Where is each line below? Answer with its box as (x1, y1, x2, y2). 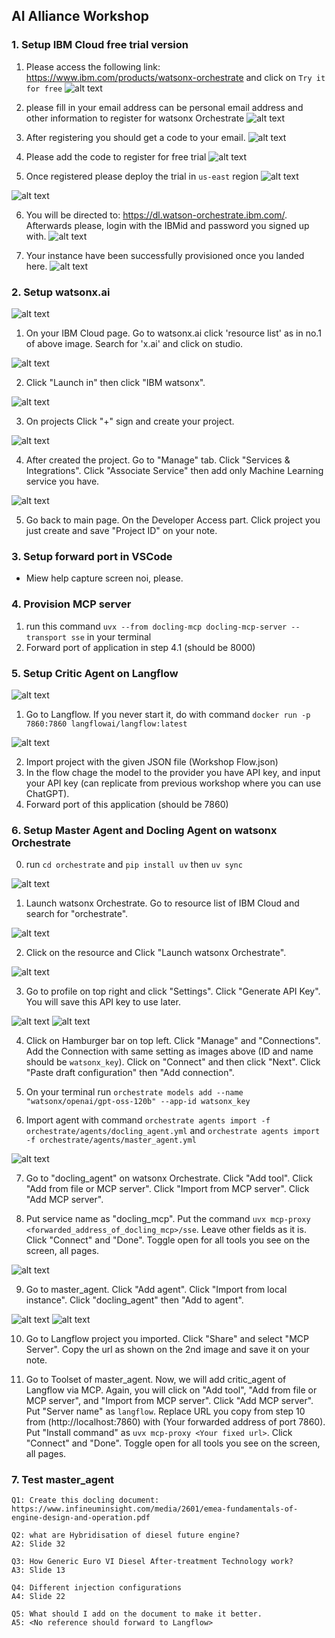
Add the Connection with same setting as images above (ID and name (25, 1045, 314, 1058)
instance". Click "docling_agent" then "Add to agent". (25, 1294, 244, 1306)
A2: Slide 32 (11, 1539, 66, 1549)
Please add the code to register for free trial (25, 150, 207, 163)
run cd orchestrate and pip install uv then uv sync (25, 859, 243, 871)
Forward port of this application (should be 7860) (25, 798, 229, 810)
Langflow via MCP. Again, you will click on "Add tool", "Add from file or (25, 1384, 318, 1396)
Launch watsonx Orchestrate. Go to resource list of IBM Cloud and (25, 897, 300, 909)
